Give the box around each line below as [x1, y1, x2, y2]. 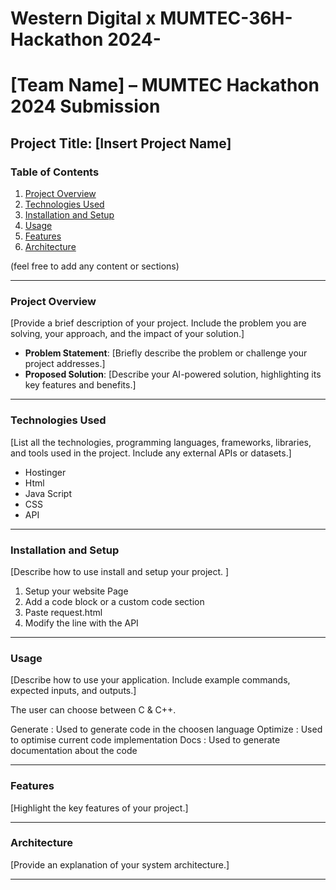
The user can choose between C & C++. [10, 704, 177, 716]
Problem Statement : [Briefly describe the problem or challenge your [24, 347, 308, 359]
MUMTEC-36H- [159, 7, 293, 30]
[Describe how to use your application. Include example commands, [10, 674, 291, 686]
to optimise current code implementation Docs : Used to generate [10, 734, 281, 746]
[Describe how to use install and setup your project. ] [10, 565, 230, 577]
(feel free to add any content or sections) [10, 260, 180, 272]
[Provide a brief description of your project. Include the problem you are [10, 317, 307, 329]
